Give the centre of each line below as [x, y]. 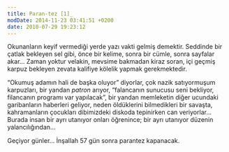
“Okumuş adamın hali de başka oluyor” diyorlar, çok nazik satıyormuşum [111, 83]
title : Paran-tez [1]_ [40, 14]
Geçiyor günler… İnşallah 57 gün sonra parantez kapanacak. [94, 141]
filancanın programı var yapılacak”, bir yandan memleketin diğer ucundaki [113, 97]
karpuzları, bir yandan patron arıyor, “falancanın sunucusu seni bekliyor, [111, 90]
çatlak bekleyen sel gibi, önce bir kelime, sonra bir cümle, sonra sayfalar [111, 54]
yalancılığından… [31, 127]
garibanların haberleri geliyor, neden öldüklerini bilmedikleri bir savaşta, [110, 105]
